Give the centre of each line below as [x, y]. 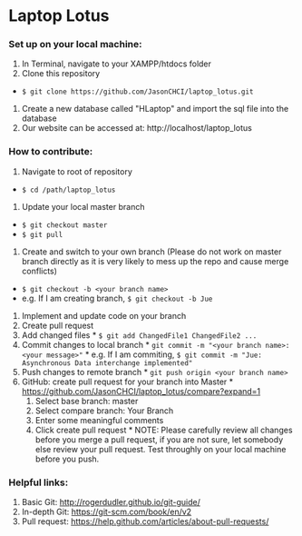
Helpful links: [39, 482]
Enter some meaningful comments [99, 420]
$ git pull [42, 234]
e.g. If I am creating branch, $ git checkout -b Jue [117, 298]
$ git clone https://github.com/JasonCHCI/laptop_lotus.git [137, 92]
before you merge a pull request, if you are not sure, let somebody [159, 439]
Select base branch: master [87, 401]
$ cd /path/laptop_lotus [68, 190]
